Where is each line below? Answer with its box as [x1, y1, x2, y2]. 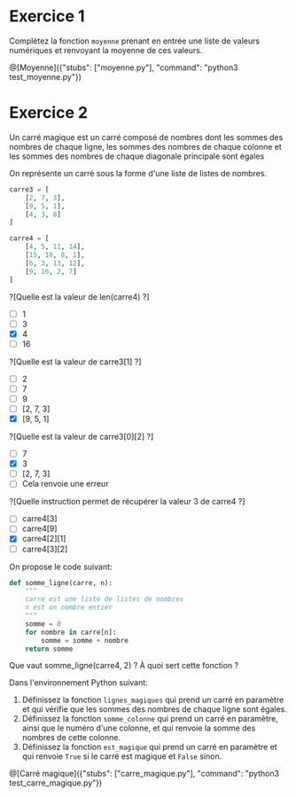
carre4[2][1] [21, 534, 66, 544]
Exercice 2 [9, 103, 89, 123]
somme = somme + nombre [41, 636, 129, 645]
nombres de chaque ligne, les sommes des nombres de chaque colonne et [9, 141, 282, 152]
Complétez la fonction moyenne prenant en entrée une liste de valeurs [9, 35, 260, 46]
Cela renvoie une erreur [21, 479, 109, 489]
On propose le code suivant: [9, 561, 113, 572]
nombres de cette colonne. [21, 732, 121, 743]
